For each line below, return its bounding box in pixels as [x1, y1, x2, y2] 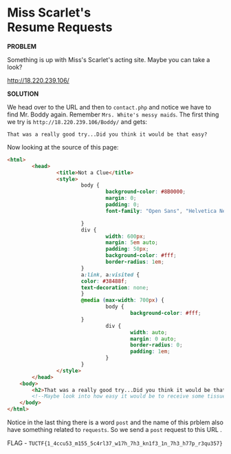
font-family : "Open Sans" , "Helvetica [105, 207, 217, 214]
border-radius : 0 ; [130, 342, 184, 349]
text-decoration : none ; [80, 284, 149, 291]
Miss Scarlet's [7, 5, 91, 21]
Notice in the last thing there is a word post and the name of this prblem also [7, 418, 223, 426]
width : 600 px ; [105, 233, 146, 240]
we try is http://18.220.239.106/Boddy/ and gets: [7, 117, 148, 125]
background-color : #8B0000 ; [105, 188, 186, 196]
